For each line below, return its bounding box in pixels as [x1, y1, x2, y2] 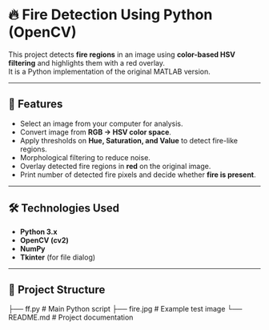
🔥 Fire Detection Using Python [8, 6, 213, 24]
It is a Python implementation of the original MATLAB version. [8, 66, 211, 76]
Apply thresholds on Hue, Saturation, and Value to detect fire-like [19, 135, 239, 145]
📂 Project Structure [8, 283, 106, 296]
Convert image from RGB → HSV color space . [19, 127, 172, 137]
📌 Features [8, 98, 63, 111]
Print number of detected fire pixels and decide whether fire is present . [19, 170, 256, 179]
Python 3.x [19, 227, 58, 236]
